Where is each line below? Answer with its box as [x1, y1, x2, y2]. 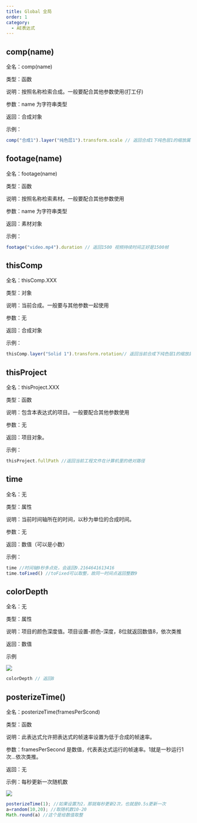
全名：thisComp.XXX [6, 277, 57, 284]
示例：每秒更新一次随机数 [6, 778, 68, 785]
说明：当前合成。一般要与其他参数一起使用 [6, 302, 109, 309]
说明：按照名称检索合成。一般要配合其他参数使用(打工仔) [6, 88, 144, 95]
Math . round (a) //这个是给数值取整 [6, 812, 83, 818]
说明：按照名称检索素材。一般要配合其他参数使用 [6, 195, 124, 202]
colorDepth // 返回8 [6, 676, 55, 682]
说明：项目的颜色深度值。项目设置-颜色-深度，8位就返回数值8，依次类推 [6, 628, 182, 635]
